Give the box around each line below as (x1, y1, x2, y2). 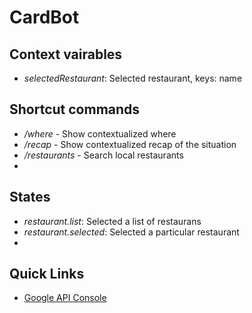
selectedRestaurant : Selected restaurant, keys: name (23, 72, 243, 84)
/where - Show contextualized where (23, 127, 177, 140)
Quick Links (9, 266, 85, 283)
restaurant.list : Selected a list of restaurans (23, 215, 202, 227)
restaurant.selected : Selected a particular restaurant (23, 226, 240, 238)
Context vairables (9, 46, 123, 63)
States (9, 189, 51, 206)
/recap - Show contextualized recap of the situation (23, 138, 237, 150)
